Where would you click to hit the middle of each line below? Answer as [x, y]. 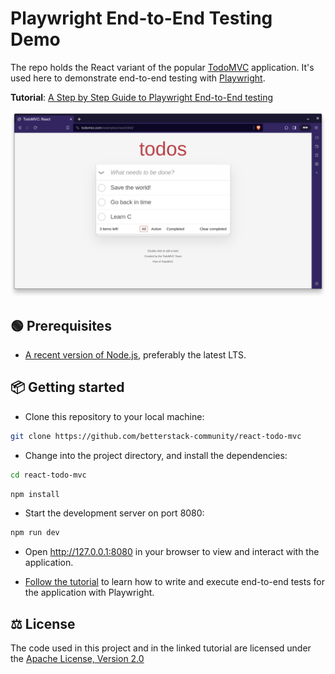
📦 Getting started [67, 387]
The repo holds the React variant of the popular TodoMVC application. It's [162, 67]
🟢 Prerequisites [61, 325]
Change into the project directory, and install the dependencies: [156, 455]
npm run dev [35, 533]
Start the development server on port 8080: [114, 513]
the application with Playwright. [89, 593]
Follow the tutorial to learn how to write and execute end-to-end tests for [174, 582]
